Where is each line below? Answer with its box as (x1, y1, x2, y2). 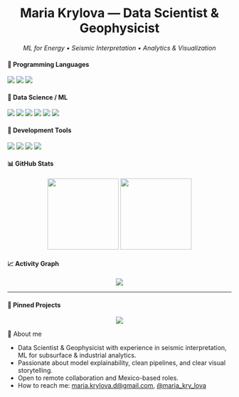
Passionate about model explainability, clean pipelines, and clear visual (17, 359, 226, 367)
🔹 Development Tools (7, 126, 72, 134)
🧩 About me (7, 329, 42, 339)
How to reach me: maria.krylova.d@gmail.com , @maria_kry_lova (17, 381, 206, 390)
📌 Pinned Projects (7, 300, 61, 309)
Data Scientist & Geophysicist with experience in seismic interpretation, (17, 344, 227, 352)
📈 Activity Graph (7, 260, 59, 268)
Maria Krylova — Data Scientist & (20, 5, 219, 21)
